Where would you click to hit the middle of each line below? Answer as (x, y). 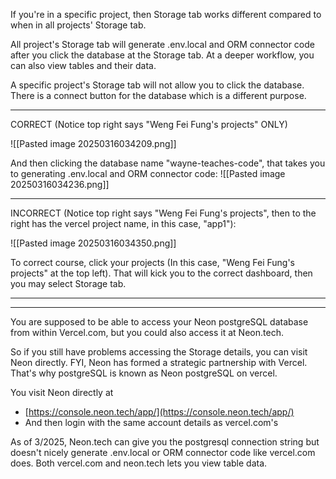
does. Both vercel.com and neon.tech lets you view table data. (139, 463)
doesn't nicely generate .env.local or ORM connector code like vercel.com (163, 452)
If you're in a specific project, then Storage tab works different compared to (166, 14)
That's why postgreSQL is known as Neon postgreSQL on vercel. (144, 373)
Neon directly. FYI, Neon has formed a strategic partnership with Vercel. (159, 362)
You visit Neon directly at (62, 392)
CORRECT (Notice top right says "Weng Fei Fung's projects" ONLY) (149, 124)
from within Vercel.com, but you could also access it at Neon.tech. (147, 332)
